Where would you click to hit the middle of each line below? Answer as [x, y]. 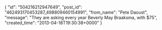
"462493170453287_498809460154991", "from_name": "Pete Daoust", [76, 12]
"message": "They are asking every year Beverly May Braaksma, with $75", [81, 17]
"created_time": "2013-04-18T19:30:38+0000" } [53, 23]
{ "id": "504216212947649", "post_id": [43, 7]
